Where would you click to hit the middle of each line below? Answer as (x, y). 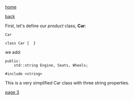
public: (13, 61)
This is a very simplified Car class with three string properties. (67, 83)
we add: (13, 52)
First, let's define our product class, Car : (46, 26)
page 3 (12, 92)
